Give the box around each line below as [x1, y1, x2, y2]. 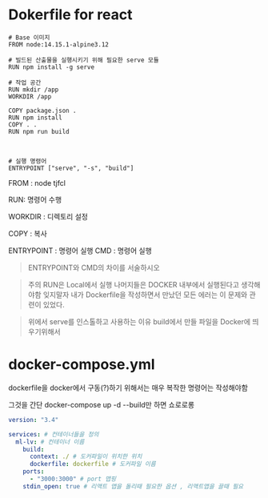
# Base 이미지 [8, 34, 50, 42]
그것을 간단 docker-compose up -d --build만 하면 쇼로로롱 [8, 400, 194, 409]
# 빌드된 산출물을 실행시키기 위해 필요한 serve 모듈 [8, 56, 159, 64]
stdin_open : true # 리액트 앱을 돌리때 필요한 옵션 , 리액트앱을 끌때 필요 [22, 482, 244, 490]
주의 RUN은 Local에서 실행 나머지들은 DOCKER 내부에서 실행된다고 [27, 279, 240, 289]
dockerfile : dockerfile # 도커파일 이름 [29, 460, 156, 468]
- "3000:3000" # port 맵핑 [29, 475, 117, 483]
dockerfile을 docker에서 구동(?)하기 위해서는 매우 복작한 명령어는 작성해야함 [8, 383, 248, 392]
